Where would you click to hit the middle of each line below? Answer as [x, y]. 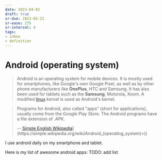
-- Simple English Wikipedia [45, 128]
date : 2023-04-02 [23, 9]
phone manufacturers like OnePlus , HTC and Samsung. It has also [83, 89]
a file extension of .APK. [41, 119]
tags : [10, 32]
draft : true [17, 14]
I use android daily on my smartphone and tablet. [54, 143]
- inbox [13, 37]
